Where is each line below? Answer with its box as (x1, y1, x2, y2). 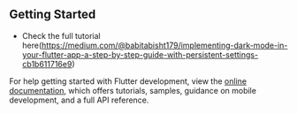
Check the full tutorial (21, 30, 101, 41)
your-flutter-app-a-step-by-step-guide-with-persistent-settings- (21, 49, 259, 60)
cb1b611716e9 (21, 58, 72, 69)
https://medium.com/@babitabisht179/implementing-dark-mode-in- (41, 40, 288, 50)
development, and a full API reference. (9, 95, 149, 105)
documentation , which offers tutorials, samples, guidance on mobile (9, 85, 256, 95)
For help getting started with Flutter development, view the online (9, 75, 247, 87)
